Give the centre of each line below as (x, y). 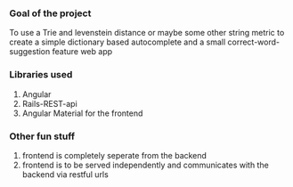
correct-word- (254, 42)
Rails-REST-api (49, 103)
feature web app (82, 52)
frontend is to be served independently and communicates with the (145, 165)
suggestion (30, 52)
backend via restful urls (65, 174)
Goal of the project (50, 13)
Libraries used (41, 75)
